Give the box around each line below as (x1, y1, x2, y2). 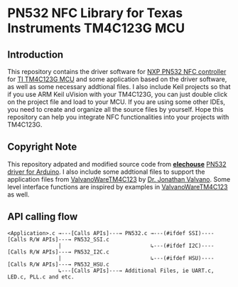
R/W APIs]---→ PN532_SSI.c (29, 236, 110, 243)
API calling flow (7, 211, 78, 223)
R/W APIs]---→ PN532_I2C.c (29, 248, 110, 256)
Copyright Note (7, 141, 77, 153)
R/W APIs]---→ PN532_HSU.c (29, 261, 110, 268)
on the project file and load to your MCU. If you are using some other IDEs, (7, 98, 226, 106)
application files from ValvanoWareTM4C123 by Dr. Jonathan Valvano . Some (7, 174, 231, 183)
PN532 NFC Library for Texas (7, 5, 183, 21)
